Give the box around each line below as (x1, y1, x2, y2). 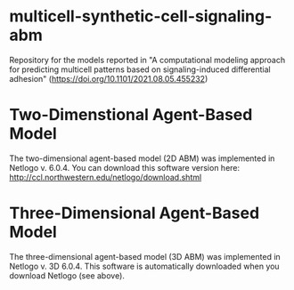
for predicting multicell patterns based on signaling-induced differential (9, 64, 271, 75)
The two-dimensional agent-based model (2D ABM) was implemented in (9, 153, 275, 164)
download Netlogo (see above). (9, 270, 125, 281)
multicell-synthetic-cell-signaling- (9, 6, 273, 27)
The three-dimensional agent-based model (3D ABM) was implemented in (9, 251, 281, 262)
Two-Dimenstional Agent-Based (9, 105, 253, 125)
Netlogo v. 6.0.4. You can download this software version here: (9, 162, 241, 173)
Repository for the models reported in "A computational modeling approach (9, 54, 286, 65)
